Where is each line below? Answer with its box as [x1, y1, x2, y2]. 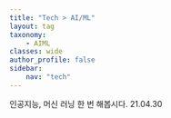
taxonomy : [9, 30, 47, 39]
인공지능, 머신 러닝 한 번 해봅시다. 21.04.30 [9, 98, 163, 109]
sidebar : [9, 64, 43, 74]
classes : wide [9, 47, 64, 56]
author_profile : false [9, 55, 96, 64]
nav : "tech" [25, 73, 71, 82]
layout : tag [9, 22, 55, 31]
